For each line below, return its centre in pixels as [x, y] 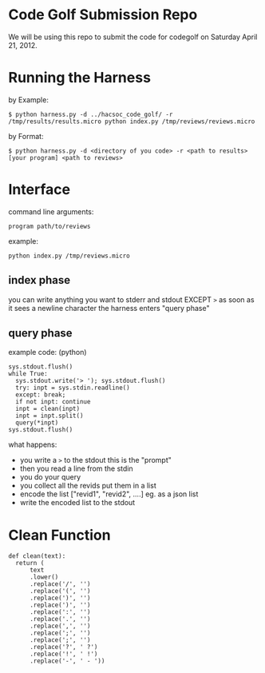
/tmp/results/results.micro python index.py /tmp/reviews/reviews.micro [132, 121]
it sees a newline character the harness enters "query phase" [109, 308]
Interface [39, 190]
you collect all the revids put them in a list [88, 486]
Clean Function [59, 535]
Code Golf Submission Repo [103, 15]
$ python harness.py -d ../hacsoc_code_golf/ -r [91, 114]
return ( [30, 563]
